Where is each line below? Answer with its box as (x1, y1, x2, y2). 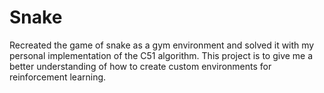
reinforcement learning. (9, 71, 107, 83)
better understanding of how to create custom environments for (9, 60, 272, 72)
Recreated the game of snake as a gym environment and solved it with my (9, 39, 315, 51)
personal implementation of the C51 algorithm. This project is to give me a (9, 49, 314, 61)
